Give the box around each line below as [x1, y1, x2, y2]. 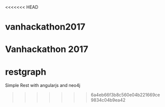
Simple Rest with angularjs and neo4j [5, 82, 80, 88]
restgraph [5, 66, 47, 78]
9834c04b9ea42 [91, 97, 126, 103]
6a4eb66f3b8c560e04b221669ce [91, 92, 160, 98]
